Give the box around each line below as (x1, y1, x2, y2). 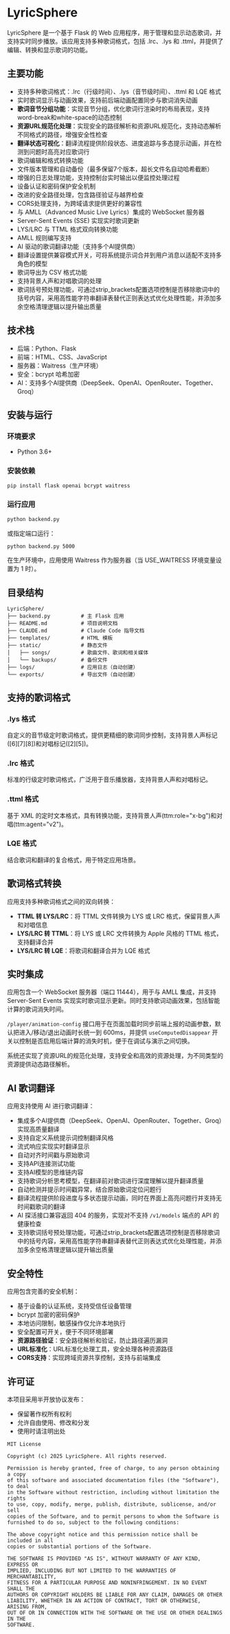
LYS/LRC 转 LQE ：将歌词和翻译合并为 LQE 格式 (16, 946, 150, 955)
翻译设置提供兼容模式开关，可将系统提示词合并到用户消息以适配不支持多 (16, 251, 222, 259)
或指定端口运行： (7, 529, 56, 538)
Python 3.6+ (16, 447, 53, 456)
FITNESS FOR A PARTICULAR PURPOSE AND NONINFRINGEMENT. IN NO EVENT (7, 1579, 207, 1586)
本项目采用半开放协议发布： (7, 1395, 86, 1403)
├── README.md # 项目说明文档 (7, 620, 118, 627)
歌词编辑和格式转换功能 (16, 156, 84, 165)
